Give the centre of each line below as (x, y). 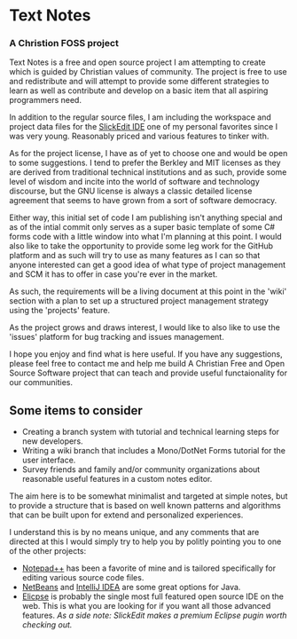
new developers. (52, 441)
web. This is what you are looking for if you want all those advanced (146, 606)
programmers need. (46, 100)
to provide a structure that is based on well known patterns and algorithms (145, 506)
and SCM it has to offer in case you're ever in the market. (113, 274)
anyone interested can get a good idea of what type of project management (148, 265)
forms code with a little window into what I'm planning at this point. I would (145, 237)
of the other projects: (48, 551)
